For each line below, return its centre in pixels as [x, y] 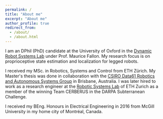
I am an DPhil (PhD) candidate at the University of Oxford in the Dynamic [79, 51]
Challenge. [16, 96]
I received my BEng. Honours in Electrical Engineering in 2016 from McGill [80, 106]
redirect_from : [21, 28]
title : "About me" [24, 14]
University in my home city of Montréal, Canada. [54, 111]
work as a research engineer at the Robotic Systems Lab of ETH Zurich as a [82, 86]
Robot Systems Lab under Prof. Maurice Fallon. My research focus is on [78, 56]
